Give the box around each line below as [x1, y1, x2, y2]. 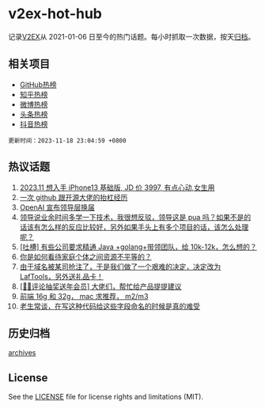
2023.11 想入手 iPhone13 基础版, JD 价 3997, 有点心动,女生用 [19, 183, 215, 192]
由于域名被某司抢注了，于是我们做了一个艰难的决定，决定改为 [19, 262, 221, 271]
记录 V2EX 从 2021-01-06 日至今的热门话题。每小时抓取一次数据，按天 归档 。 [8, 32, 256, 41]
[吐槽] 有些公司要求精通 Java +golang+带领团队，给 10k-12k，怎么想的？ [19, 242, 257, 252]
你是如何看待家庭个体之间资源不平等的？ [19, 252, 152, 261]
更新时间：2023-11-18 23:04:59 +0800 [8, 136, 127, 145]
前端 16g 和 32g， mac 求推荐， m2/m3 [19, 291, 149, 301]
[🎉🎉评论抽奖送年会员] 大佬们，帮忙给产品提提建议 [19, 282, 182, 291]
